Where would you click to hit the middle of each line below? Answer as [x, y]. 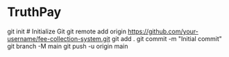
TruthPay [34, 12]
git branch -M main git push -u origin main [68, 46]
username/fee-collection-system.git [59, 38]
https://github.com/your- [163, 31]
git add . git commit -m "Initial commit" [167, 38]
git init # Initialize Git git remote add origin [67, 31]
